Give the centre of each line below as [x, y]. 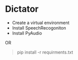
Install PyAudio [27, 33]
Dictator [22, 9]
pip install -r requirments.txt [45, 52]
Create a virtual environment [41, 23]
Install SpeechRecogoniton [39, 28]
